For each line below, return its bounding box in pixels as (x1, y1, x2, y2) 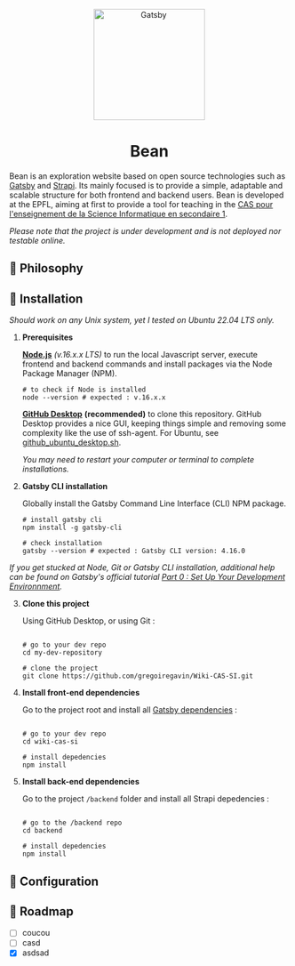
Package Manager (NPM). (21, 368, 117, 379)
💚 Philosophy (9, 261, 84, 276)
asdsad (21, 947, 50, 958)
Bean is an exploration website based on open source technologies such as (9, 170, 286, 181)
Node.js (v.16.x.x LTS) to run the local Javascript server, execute (21, 350, 259, 360)
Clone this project (21, 599, 90, 609)
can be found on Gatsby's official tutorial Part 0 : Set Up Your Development (9, 572, 286, 583)
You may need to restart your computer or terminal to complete (21, 455, 255, 465)
